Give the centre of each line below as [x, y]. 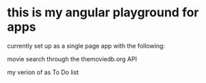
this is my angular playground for [103, 13]
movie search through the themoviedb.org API [72, 59]
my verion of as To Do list [43, 72]
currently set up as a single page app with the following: [86, 46]
